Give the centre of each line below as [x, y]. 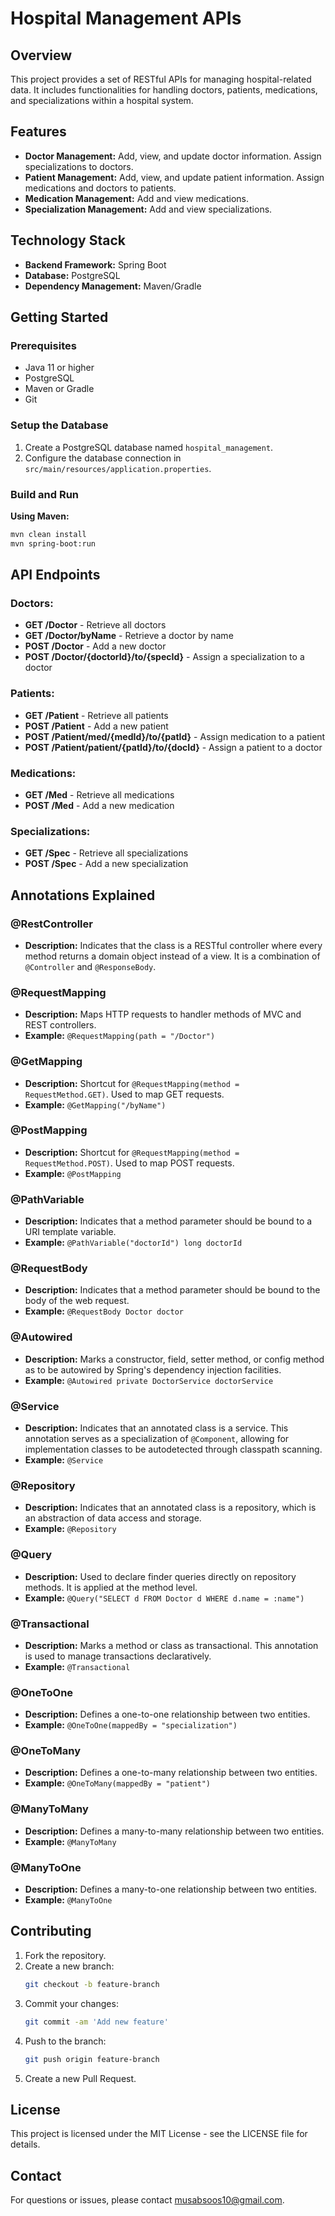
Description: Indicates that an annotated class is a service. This [156, 1428]
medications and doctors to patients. [100, 188]
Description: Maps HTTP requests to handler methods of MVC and [163, 1014]
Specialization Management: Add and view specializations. [148, 209]
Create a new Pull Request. [80, 2078]
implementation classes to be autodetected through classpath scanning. [173, 1449]
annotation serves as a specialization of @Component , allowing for [157, 1438]
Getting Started [59, 317]
